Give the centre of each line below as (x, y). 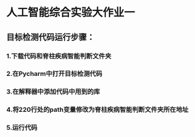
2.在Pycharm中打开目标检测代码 (54, 74)
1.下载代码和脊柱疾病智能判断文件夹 (59, 56)
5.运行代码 (22, 128)
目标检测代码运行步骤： (50, 37)
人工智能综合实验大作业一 (71, 13)
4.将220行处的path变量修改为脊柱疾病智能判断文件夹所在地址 (97, 109)
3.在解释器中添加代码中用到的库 (53, 92)
